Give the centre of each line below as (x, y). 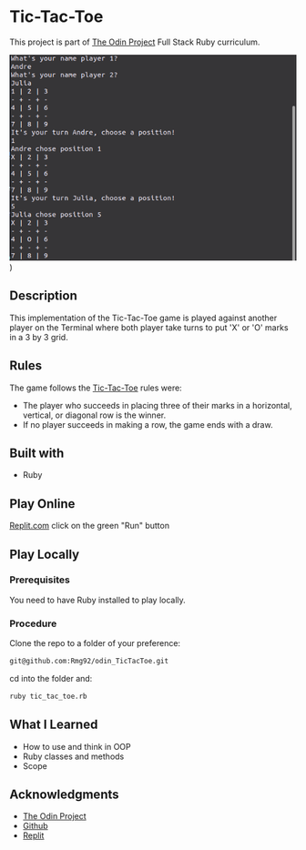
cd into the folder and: (51, 678)
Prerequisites (40, 580)
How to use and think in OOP (77, 746)
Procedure (33, 623)
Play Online (42, 504)
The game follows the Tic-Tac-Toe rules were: (96, 388)
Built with (37, 453)
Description (43, 296)
